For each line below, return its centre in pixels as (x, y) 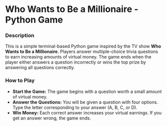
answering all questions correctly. (40, 67)
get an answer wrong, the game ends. (52, 118)
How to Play (20, 80)
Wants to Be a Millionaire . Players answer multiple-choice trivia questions (82, 51)
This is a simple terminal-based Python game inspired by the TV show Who (83, 46)
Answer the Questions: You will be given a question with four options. (85, 102)
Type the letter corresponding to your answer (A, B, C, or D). (75, 107)
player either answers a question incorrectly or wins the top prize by (76, 62)
